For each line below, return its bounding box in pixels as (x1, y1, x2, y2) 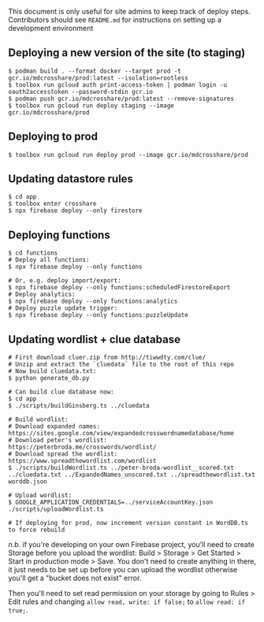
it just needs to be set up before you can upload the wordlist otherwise (8, 565, 238, 575)
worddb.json (8, 478, 47, 486)
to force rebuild (8, 526, 65, 534)
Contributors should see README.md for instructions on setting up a (8, 15, 222, 24)
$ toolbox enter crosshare (8, 200, 97, 208)
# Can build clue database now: (8, 388, 114, 397)
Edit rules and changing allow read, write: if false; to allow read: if (8, 597, 246, 606)
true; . (8, 605, 28, 615)
